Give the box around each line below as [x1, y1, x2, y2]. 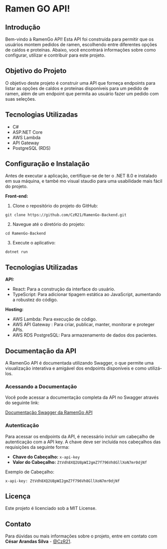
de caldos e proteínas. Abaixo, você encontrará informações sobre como [5, 47, 156, 53]
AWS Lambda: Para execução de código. [12, 316, 97, 322]
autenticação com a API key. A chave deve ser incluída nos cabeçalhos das [5, 439, 161, 445]
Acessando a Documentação [5, 383, 77, 390]
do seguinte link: [5, 400, 40, 406]
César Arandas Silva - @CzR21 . [5, 538, 72, 544]
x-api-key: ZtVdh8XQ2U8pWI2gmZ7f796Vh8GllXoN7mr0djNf [5, 478, 120, 483]
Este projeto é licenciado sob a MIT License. [5, 505, 97, 511]
